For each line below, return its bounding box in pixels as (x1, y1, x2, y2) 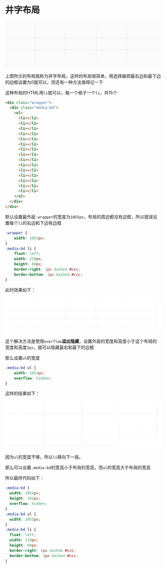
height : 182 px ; (9, 496, 41, 501)
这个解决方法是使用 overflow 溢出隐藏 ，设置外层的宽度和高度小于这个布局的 (5, 338, 157, 344)
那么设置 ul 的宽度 (5, 355, 41, 361)
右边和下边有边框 (27, 220, 62, 226)
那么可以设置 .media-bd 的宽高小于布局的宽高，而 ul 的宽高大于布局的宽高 (5, 465, 151, 471)
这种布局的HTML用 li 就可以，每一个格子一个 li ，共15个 (5, 89, 118, 95)
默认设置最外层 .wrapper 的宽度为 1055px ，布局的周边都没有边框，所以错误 (5, 213, 153, 220)
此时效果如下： (5, 287, 36, 293)
